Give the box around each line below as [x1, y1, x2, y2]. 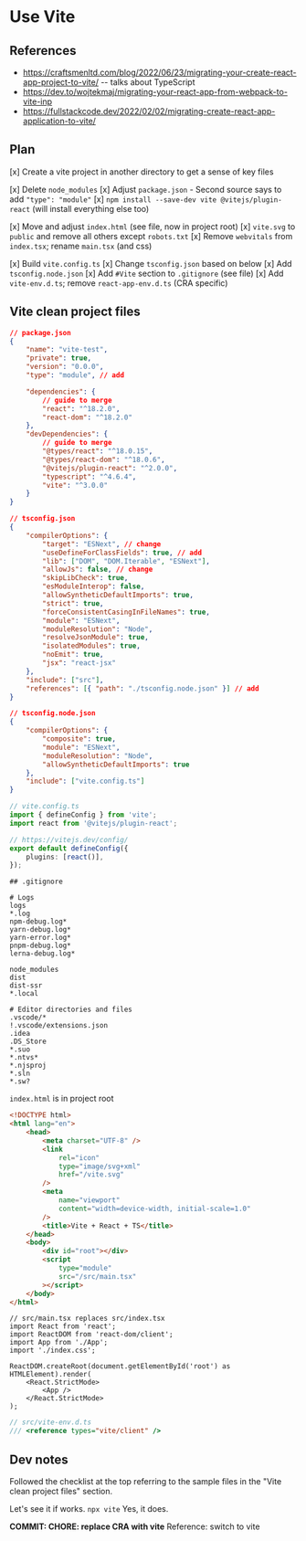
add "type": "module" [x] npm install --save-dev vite [9, 194, 217, 205]
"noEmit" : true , [42, 650, 104, 660]
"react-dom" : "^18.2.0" [42, 413, 132, 422]
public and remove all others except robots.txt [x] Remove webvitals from [9, 230, 293, 241]
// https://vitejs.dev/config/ [9, 835, 129, 844]
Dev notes [9, 1451, 69, 1467]
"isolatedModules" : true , [42, 641, 142, 650]
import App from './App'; [9, 1338, 108, 1347]
